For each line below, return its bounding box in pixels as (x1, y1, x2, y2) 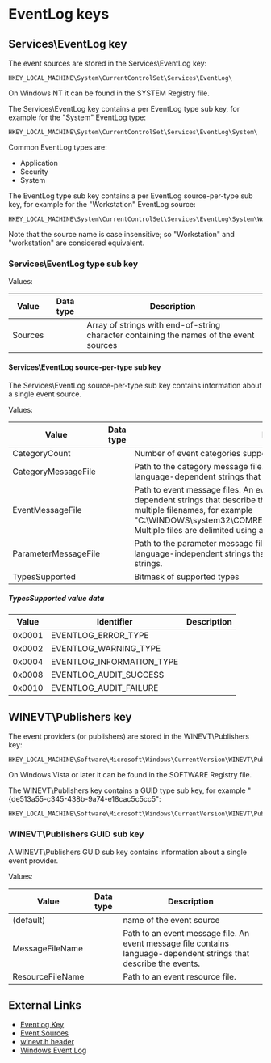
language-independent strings (134, 548, 252, 559)
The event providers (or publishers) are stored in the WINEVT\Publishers (8, 731, 250, 741)
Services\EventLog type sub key (8, 258, 139, 269)
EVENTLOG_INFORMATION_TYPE (51, 656, 179, 667)
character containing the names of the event (86, 329, 255, 341)
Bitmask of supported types (134, 571, 240, 582)
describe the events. (123, 958, 200, 969)
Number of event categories (134, 447, 241, 459)
